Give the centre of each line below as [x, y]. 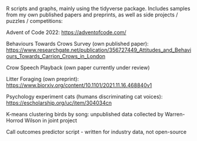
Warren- [175, 114]
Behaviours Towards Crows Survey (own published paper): [77, 44]
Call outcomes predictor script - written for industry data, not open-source [96, 132]
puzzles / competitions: [34, 21]
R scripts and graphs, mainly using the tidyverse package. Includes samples [98, 9]
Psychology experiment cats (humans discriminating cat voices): [84, 97]
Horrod [15, 120]
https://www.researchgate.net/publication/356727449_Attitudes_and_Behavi [99, 50]
